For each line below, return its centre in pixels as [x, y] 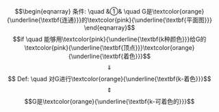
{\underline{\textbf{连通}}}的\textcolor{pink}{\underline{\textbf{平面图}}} [109, 20]
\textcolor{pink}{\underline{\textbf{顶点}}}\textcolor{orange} [109, 47]
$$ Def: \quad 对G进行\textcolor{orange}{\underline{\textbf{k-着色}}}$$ [109, 79]
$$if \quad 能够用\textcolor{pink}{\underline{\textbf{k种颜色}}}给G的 [109, 39]
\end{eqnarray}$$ [109, 28]
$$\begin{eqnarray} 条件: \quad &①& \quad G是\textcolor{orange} [109, 11]
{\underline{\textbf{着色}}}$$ [109, 56]
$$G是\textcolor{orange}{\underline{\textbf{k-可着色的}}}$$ [109, 101]
